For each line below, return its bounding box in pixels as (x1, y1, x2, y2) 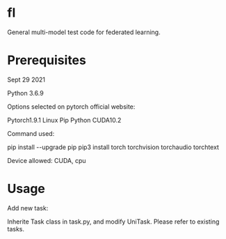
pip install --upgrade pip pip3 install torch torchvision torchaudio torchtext (7, 143, 219, 151)
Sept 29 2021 (7, 75, 45, 84)
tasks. (7, 224, 25, 233)
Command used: (7, 129, 55, 137)
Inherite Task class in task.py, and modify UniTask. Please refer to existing (7, 217, 220, 226)
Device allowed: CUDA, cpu (7, 156, 86, 164)
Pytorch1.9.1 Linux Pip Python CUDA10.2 (7, 116, 122, 124)
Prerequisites (7, 52, 87, 68)
